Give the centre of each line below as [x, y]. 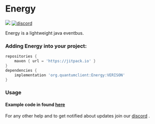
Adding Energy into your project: [46, 46]
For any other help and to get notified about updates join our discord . [78, 115]
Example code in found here [35, 104]
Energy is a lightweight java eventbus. [45, 33]
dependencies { [21, 70]
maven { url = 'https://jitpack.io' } [55, 61]
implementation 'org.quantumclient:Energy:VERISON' [70, 75]
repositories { [21, 56]
